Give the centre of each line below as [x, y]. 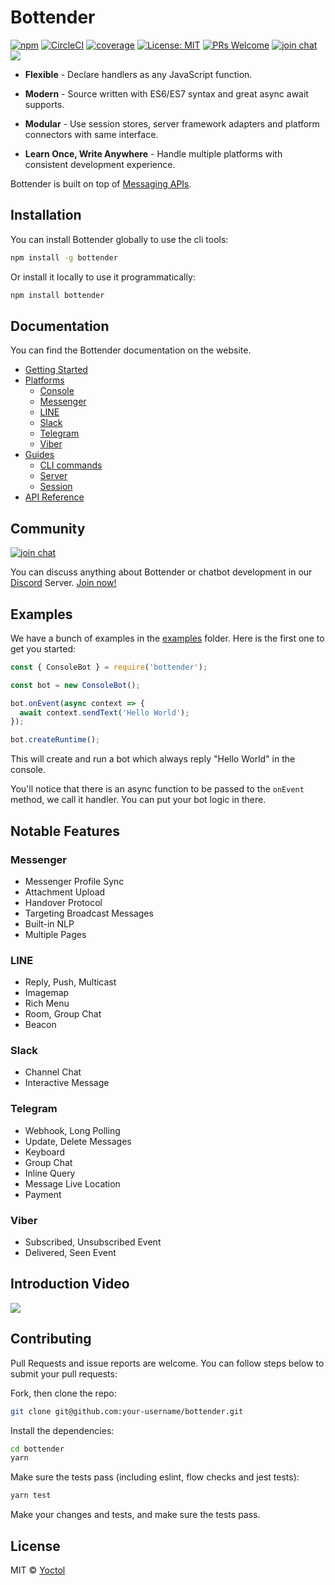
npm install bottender [57, 295]
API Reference [54, 497]
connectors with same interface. [91, 134]
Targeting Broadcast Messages [89, 913]
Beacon [40, 1025]
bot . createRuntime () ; [55, 740]
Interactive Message [67, 1083]
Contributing [51, 1339]
